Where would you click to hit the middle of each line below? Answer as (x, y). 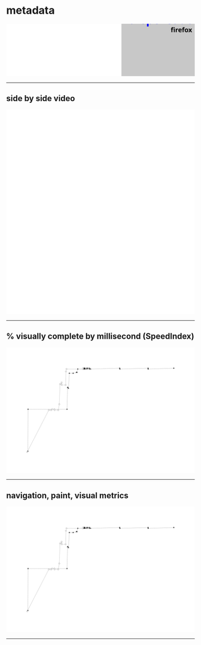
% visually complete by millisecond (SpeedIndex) (100, 337)
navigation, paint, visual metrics (67, 495)
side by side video (41, 98)
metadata (31, 10)
